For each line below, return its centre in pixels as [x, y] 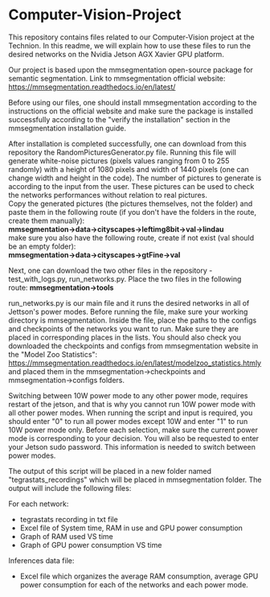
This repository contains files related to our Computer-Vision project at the [131, 37]
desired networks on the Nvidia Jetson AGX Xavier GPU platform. [117, 54]
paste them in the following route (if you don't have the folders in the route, [133, 212]
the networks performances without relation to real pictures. [108, 195]
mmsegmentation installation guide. [67, 128]
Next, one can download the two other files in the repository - [110, 270]
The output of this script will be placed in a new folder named [110, 471]
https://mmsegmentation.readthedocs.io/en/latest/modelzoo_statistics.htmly [135, 363]
